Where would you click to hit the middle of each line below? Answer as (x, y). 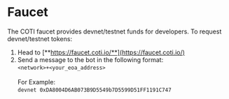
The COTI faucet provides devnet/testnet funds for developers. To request (114, 31)
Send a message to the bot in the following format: (90, 59)
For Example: (36, 82)
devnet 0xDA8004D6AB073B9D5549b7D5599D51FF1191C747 (94, 90)
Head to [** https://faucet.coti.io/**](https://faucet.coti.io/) (101, 52)
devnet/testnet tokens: (40, 38)
